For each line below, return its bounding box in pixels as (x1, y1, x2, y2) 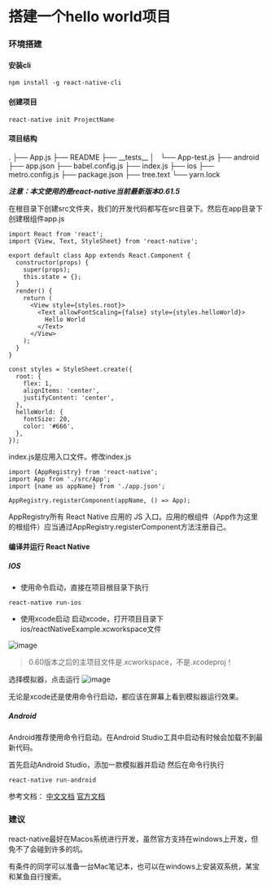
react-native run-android (8, 776, 96, 785)
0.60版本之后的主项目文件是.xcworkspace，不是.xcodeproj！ (28, 657, 234, 667)
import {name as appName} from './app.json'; (8, 482, 165, 490)
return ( (23, 294, 53, 302)
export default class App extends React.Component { (8, 251, 191, 259)
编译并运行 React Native (8, 542, 90, 551)
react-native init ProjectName (8, 115, 115, 124)
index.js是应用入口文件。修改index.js (8, 451, 132, 461)
